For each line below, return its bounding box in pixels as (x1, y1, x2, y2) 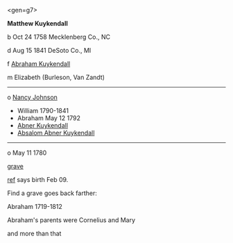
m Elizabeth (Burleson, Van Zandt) (7, 73, 105, 81)
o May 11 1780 (7, 149, 47, 157)
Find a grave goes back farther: (7, 189, 97, 197)
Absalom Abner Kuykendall (17, 128, 95, 137)
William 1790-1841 (17, 107, 69, 115)
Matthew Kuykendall (7, 19, 68, 27)
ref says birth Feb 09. (7, 176, 69, 183)
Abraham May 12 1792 (17, 114, 81, 122)
